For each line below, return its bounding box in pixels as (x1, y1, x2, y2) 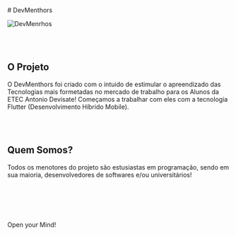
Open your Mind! (7, 220, 57, 229)
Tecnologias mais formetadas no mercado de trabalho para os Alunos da (7, 87, 219, 96)
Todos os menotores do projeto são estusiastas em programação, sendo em (7, 163, 230, 171)
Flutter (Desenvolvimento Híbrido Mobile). (7, 102, 129, 111)
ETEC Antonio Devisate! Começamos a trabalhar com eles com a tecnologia (7, 95, 228, 103)
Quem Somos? (7, 144, 73, 156)
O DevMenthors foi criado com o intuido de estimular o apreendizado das (7, 80, 221, 88)
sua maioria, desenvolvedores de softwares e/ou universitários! (7, 170, 192, 179)
